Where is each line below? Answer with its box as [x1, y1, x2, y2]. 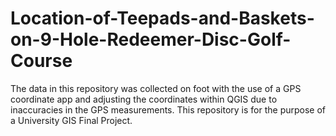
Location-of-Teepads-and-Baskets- [10, 7, 315, 30]
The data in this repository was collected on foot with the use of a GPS [10, 82, 302, 94]
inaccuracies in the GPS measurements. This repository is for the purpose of [10, 103, 326, 116]
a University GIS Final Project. [10, 114, 133, 126]
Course [10, 50, 73, 72]
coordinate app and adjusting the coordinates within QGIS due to [10, 93, 278, 105]
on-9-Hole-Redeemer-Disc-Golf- [10, 28, 292, 51]
